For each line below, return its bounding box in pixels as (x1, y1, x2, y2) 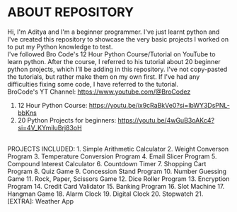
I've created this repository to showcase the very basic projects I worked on (7, 35, 229, 43)
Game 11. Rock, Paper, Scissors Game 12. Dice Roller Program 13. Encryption (7, 174, 230, 183)
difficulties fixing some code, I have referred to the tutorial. (7, 80, 179, 88)
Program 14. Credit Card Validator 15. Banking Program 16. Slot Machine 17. (7, 182, 225, 190)
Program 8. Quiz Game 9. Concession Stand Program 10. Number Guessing (7, 167, 227, 175)
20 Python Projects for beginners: (17, 116, 117, 124)
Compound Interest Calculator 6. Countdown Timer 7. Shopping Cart (7, 159, 207, 168)
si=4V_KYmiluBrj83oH (17, 123, 83, 132)
